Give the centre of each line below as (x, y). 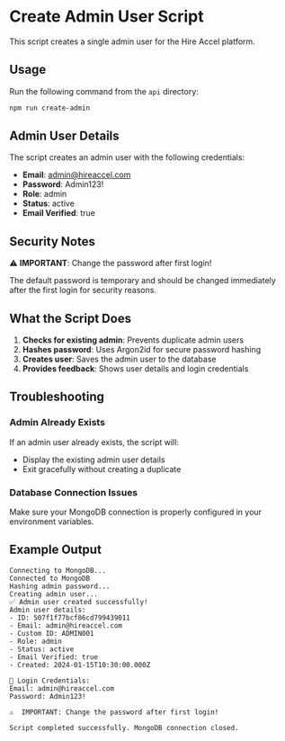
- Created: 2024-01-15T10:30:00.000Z (80, 665)
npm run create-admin (50, 108)
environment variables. (52, 522)
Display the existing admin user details (94, 460)
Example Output (55, 550)
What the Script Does (71, 318)
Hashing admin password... (60, 586)
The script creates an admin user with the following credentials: (127, 157)
